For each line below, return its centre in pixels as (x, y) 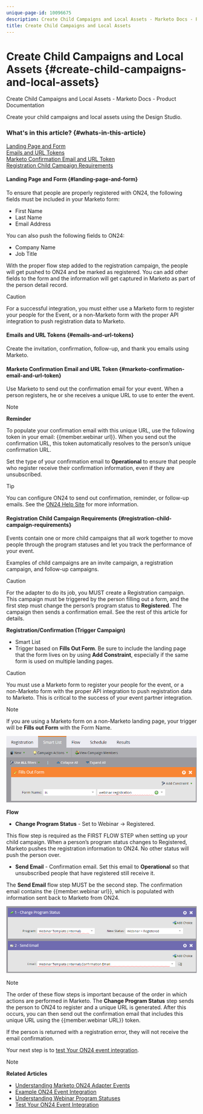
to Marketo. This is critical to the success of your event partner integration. (99, 698)
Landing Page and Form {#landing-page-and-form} (72, 180)
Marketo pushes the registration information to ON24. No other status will (98, 848)
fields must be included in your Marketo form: (63, 199)
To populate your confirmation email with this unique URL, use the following (100, 431)
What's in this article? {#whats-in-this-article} (76, 133)
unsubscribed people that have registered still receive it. (85, 873)
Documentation (25, 106)
